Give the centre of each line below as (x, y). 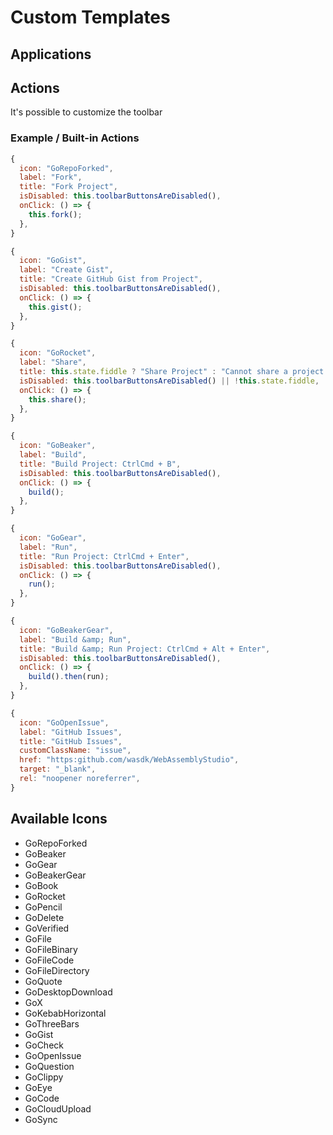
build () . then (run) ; (69, 677)
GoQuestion (49, 1066)
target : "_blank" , (58, 769)
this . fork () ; (55, 214)
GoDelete (44, 917)
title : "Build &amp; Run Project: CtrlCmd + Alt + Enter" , (145, 649)
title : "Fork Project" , (68, 187)
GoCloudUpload (58, 1108)
